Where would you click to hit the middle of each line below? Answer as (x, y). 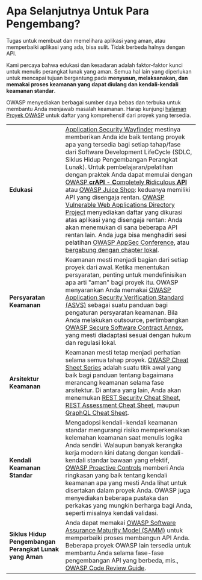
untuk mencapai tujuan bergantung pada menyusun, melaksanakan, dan (97, 78)
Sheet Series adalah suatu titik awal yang (123, 367)
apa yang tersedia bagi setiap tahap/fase (123, 144)
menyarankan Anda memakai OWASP (118, 289)
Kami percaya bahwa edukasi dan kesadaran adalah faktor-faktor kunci (95, 65)
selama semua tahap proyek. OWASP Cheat (127, 360)
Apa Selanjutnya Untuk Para (78, 11)
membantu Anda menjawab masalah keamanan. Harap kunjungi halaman (96, 109)
